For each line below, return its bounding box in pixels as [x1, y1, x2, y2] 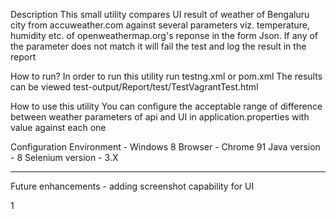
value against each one [10, 122, 107, 133]
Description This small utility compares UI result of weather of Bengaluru [10, 9, 310, 20]
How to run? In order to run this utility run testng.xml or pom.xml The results [10, 70, 323, 82]
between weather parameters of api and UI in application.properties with [10, 111, 310, 123]
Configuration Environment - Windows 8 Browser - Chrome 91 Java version [10, 141, 321, 153]
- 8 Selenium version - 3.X [10, 152, 119, 163]
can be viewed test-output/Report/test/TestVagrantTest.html [10, 81, 259, 93]
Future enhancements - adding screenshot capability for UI [10, 180, 255, 192]
